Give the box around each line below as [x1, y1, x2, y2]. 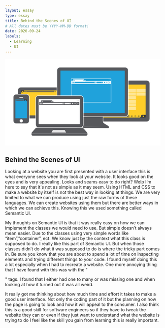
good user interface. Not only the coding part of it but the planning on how [5, 297, 157, 302]
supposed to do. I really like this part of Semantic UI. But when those [5, 241, 144, 247]
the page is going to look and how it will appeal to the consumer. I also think [5, 301, 159, 307]
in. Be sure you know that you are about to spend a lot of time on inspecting [5, 251, 159, 257]
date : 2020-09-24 [5, 29, 41, 34]
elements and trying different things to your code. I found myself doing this [5, 256, 157, 263]
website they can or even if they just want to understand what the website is [5, 312, 160, 318]
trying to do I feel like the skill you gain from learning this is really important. [5, 317, 159, 323]
